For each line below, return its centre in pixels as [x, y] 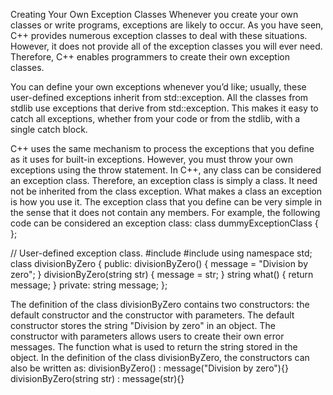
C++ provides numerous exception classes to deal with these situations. [159, 35]
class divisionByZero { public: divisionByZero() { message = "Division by [159, 263]
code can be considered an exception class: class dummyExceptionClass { [164, 223]
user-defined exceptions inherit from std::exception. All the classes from [159, 97]
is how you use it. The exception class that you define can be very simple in [166, 202]
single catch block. [49, 129]
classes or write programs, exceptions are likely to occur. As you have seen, [167, 25]
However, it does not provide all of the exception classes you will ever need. [166, 46]
